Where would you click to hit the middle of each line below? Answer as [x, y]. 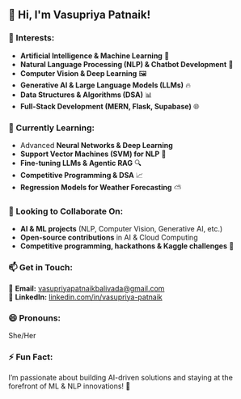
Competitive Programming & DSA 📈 [82, 175]
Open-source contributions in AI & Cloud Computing [109, 238]
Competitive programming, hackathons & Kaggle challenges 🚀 [127, 246]
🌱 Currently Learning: [52, 128]
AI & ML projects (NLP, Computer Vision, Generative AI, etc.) [121, 229]
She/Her [22, 335]
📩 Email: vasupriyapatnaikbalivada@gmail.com [87, 288]
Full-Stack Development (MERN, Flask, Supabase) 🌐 [110, 106]
